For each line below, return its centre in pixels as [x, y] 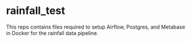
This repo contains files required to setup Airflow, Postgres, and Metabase [96, 27]
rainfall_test [36, 11]
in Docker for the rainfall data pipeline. [52, 33]
